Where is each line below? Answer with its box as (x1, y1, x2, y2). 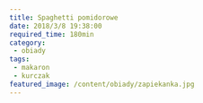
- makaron (13, 64, 50, 73)
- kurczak (13, 72, 50, 81)
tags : (9, 55, 30, 64)
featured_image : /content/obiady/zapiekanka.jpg (9, 80, 195, 89)
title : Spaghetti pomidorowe (9, 13, 119, 22)
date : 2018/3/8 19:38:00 (9, 21, 102, 30)
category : (9, 38, 47, 47)
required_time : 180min (9, 30, 94, 39)
